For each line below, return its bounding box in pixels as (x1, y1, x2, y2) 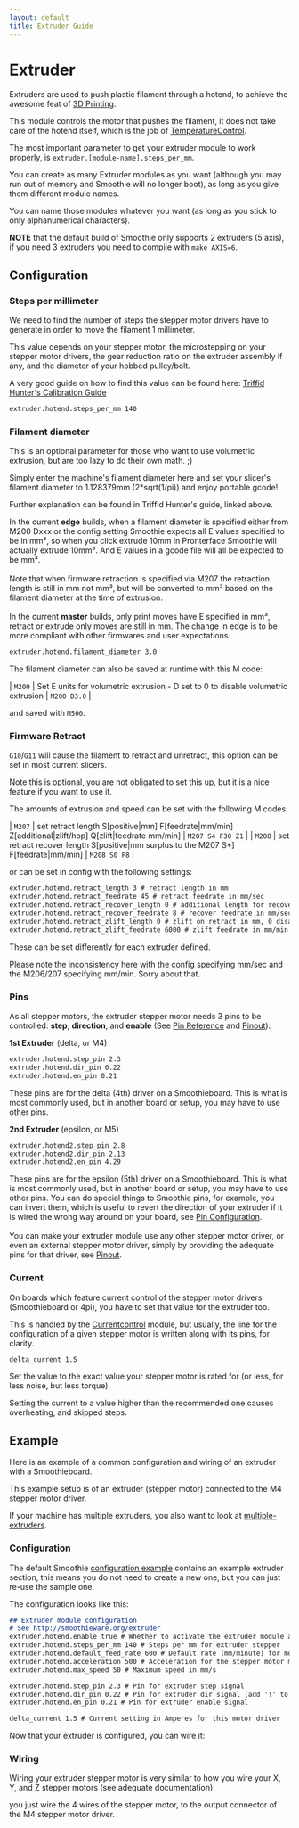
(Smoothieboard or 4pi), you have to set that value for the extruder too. (9, 1301, 270, 1312)
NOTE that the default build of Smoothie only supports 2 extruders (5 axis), (9, 233, 285, 243)
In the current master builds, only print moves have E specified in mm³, (9, 612, 271, 622)
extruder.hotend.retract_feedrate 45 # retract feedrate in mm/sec (9, 893, 265, 902)
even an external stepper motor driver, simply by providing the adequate (9, 1240, 274, 1251)
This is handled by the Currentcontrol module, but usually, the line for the (9, 1319, 278, 1330)
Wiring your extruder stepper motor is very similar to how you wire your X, (9, 1773, 281, 1783)
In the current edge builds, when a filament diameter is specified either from (9, 516, 289, 527)
